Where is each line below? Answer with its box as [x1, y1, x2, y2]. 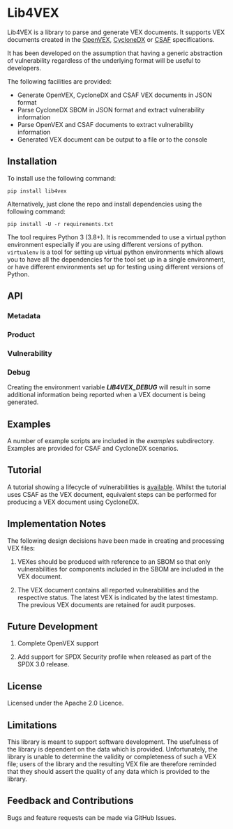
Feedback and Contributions [7, 795, 134, 807]
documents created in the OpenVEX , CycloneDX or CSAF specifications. [7, 35, 215, 43]
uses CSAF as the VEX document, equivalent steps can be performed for [7, 490, 217, 498]
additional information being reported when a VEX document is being [7, 391, 206, 399]
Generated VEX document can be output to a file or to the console [17, 135, 208, 144]
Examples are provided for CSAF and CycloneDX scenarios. [7, 445, 179, 453]
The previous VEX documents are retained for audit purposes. [17, 600, 196, 608]
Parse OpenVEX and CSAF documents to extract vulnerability [17, 120, 194, 128]
